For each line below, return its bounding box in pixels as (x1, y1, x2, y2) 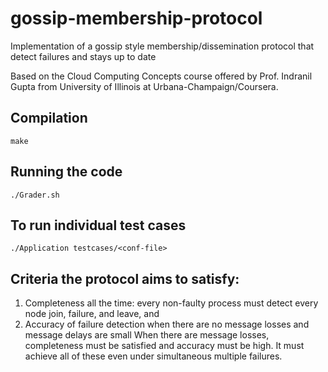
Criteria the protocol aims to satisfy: (10, 270, 240, 287)
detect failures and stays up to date (10, 50, 157, 62)
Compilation (10, 110, 88, 127)
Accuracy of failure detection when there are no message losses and (24, 318, 310, 331)
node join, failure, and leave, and (24, 308, 160, 320)
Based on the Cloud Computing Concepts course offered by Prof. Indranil (10, 70, 313, 82)
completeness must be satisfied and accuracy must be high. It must (24, 340, 305, 352)
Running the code (10, 163, 123, 181)
